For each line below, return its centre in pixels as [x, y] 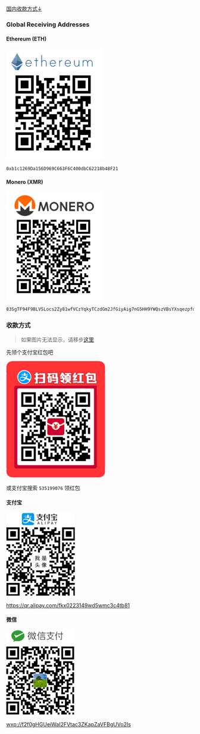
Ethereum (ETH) [26, 39]
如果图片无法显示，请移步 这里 [57, 339]
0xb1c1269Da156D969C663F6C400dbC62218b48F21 [62, 169]
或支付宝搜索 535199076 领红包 [43, 488]
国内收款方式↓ [24, 9]
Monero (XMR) [25, 182]
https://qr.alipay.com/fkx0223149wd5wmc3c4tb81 [68, 605]
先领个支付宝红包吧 [30, 352]
